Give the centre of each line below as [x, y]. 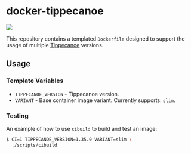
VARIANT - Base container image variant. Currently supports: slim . [95, 100]
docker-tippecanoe [55, 11]
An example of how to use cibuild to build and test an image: [81, 128]
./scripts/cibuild [35, 145]
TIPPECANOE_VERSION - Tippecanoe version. [67, 94]
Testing [17, 116]
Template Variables [35, 81]
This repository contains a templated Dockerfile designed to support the [95, 38]
